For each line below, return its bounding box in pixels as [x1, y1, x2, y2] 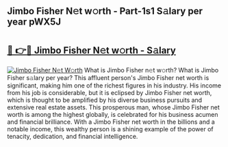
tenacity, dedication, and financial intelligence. [7, 133, 138, 140]
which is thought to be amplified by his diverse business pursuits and [7, 96, 203, 104]
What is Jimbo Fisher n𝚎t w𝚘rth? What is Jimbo [84, 66, 219, 74]
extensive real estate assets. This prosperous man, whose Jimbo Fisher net [7, 103, 220, 111]
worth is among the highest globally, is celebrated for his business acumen [7, 111, 218, 118]
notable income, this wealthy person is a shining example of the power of [7, 125, 214, 133]
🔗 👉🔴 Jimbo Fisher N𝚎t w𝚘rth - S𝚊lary [7, 44, 176, 56]
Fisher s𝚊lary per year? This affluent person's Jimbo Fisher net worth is [7, 74, 210, 81]
